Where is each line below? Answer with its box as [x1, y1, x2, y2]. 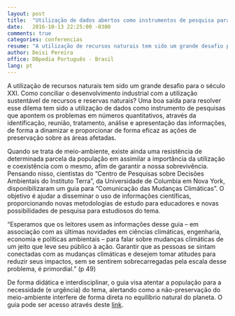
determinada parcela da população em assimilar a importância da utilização [7, 155, 225, 163]
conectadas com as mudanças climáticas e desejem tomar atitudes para [7, 250, 216, 258]
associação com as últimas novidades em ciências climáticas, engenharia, [7, 227, 222, 236]
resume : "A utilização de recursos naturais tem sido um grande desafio [7, 43, 224, 50]
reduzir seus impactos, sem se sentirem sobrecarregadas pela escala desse [7, 257, 227, 266]
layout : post [7, 10, 45, 17]
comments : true [7, 29, 52, 37]
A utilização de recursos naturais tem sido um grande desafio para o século [7, 81, 226, 89]
